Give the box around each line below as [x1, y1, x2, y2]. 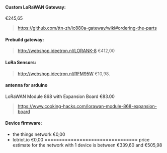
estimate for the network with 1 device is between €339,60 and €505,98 [12, 142, 162, 148]
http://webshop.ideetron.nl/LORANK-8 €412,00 [17, 48, 115, 54]
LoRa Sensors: [5, 60, 36, 65]
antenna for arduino [5, 82, 48, 88]
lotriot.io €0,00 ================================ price [12, 137, 150, 143]
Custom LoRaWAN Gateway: [5, 4, 66, 10]
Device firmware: [5, 120, 42, 126]
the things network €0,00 [12, 131, 65, 137]
